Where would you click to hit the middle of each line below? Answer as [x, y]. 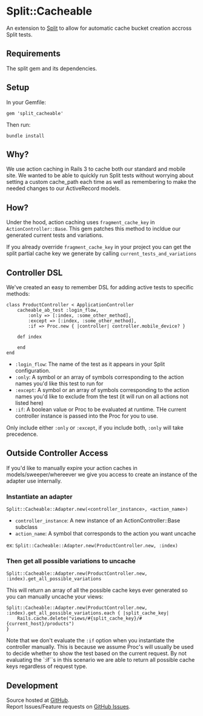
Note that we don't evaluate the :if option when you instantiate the [90, 641]
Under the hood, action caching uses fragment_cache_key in [81, 222]
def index [30, 337]
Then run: [18, 125]
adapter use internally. [34, 481]
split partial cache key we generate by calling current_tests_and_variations [101, 253]
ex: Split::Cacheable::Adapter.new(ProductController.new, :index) [92, 546]
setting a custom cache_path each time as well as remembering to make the [101, 182]
